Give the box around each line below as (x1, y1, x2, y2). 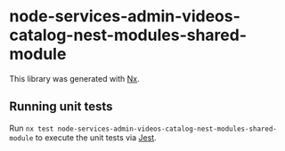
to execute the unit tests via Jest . (35, 131, 158, 143)
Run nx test (9, 123, 54, 133)
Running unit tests (9, 99, 113, 115)
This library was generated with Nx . (9, 73, 140, 83)
